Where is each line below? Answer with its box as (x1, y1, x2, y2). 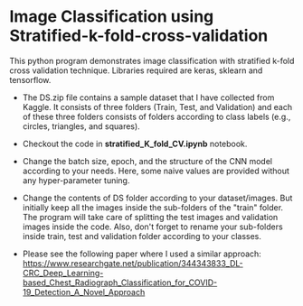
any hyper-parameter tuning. (22, 174, 130, 186)
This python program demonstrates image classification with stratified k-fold (9, 55, 295, 66)
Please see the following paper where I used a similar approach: (22, 248, 262, 259)
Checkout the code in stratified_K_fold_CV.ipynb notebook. (22, 138, 248, 149)
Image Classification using (9, 6, 214, 27)
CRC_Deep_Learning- (22, 267, 104, 278)
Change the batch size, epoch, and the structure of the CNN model (22, 155, 273, 166)
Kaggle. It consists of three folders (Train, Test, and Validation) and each (22, 101, 292, 112)
